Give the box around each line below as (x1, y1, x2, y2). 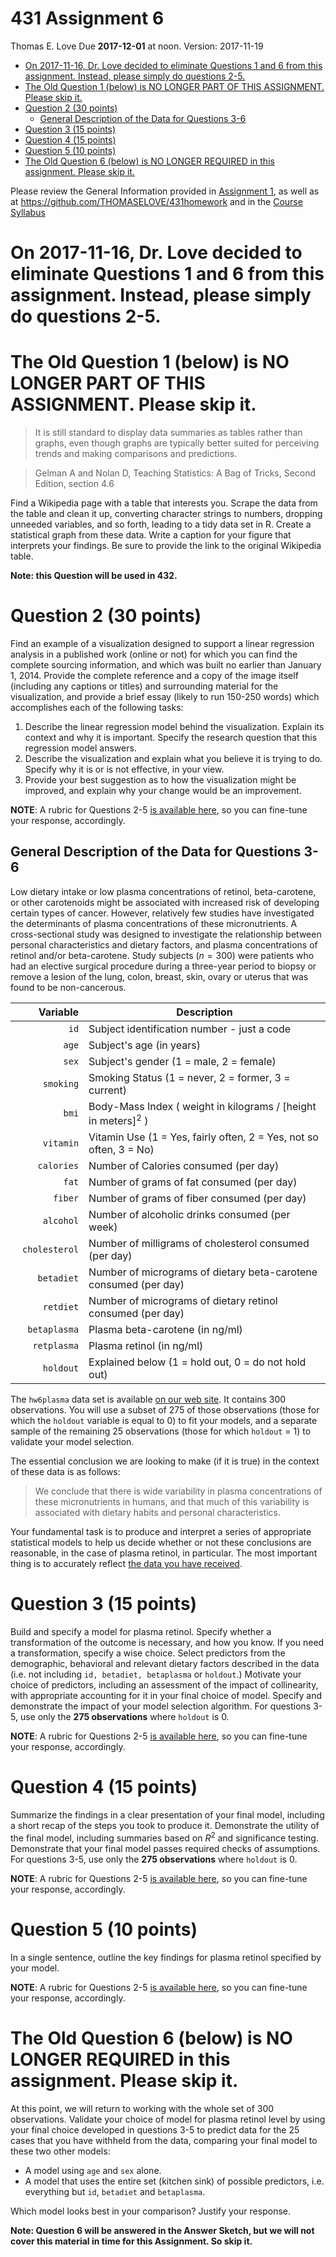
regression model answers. (24, 742, 137, 754)
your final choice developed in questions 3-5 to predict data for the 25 (10, 2123, 300, 2136)
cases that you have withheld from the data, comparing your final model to (10, 2134, 318, 2146)
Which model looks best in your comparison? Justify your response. (10, 2205, 291, 2217)
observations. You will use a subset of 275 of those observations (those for (10, 1404, 320, 1416)
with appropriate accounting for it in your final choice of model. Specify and (10, 1690, 323, 1702)
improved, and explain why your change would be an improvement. (24, 785, 302, 796)
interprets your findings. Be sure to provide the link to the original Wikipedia (10, 540, 322, 552)
